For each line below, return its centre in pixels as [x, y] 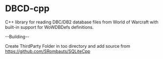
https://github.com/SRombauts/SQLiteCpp [48, 51]
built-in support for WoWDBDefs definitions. [49, 27]
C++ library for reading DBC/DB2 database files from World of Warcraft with [82, 22]
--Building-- [17, 37]
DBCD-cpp [27, 9]
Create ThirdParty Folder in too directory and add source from [68, 46]
